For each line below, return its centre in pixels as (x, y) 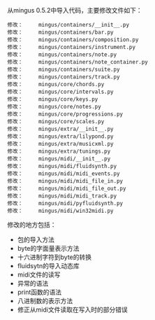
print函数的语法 (39, 292)
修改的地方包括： (32, 225)
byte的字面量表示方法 (48, 248)
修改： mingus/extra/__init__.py (60, 129)
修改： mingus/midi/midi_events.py (64, 174)
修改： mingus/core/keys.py (53, 99)
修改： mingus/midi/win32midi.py (60, 211)
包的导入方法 (36, 239)
